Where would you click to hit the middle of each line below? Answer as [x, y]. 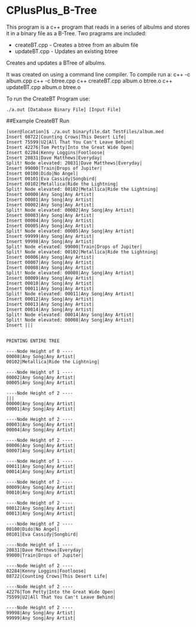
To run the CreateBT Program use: [48, 99]
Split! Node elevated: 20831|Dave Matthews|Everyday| [74, 163]
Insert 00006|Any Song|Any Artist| [50, 257]
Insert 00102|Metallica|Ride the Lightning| [62, 184]
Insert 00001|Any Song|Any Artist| [50, 200]
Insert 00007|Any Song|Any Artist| [50, 262]
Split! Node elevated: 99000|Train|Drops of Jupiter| [74, 247]
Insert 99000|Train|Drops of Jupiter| [54, 168]
